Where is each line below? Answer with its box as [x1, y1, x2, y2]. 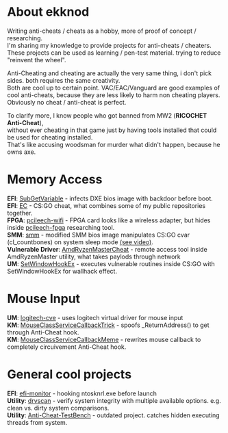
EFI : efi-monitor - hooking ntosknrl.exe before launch [7, 389, 157, 397]
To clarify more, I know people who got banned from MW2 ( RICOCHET [7, 111, 207, 120]
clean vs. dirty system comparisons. [7, 404, 110, 412]
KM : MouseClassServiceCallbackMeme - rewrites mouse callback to [7, 335, 201, 343]
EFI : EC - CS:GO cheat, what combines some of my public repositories [7, 201, 206, 209]
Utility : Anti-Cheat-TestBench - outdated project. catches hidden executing [7, 411, 220, 419]
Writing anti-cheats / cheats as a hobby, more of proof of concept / [7, 27, 197, 35]
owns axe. [7, 148, 36, 156]
